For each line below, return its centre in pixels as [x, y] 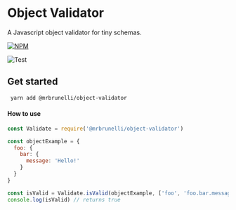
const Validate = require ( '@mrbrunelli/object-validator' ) [96, 129]
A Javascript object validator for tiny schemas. [74, 32]
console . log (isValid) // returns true [64, 199]
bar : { [29, 155]
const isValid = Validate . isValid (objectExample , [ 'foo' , [94, 193]
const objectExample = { [44, 141]
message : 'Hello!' [53, 161]
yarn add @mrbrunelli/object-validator [69, 98]
